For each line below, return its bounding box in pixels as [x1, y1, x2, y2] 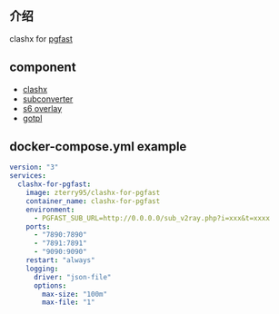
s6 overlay [22, 103, 63, 113]
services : [9, 172, 47, 181]
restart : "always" [25, 256, 95, 265]
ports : [25, 221, 51, 231]
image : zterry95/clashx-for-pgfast [25, 189, 161, 198]
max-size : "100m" [42, 289, 107, 299]
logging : [25, 264, 59, 273]
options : [33, 280, 67, 290]
